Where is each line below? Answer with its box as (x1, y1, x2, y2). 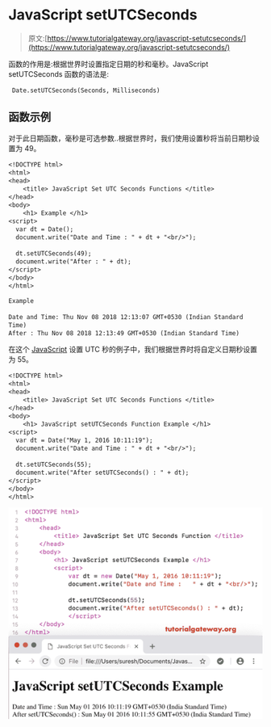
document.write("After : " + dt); (15, 257, 131, 266)
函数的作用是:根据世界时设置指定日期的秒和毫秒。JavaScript (8, 59, 209, 69)
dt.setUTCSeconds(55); (15, 460, 92, 469)
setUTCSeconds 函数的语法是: (8, 69, 110, 78)
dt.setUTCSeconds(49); (15, 249, 92, 258)
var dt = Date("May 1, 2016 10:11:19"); (15, 436, 153, 444)
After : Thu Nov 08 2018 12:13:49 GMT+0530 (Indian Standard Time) (8, 329, 240, 337)
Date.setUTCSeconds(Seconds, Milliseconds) (11, 86, 161, 95)
